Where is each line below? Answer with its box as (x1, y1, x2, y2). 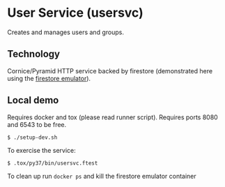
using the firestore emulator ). (7, 74, 91, 82)
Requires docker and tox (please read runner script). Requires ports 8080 (7, 113, 218, 121)
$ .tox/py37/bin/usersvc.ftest (7, 159, 98, 167)
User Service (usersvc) (7, 5, 144, 21)
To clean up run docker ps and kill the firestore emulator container (7, 172, 196, 181)
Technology (7, 48, 61, 60)
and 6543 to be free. (7, 120, 67, 128)
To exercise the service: (7, 146, 76, 154)
